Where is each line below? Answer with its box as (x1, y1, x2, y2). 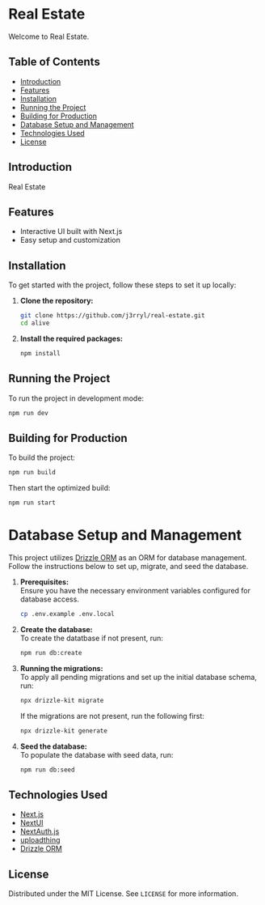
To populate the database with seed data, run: (19, 750, 174, 759)
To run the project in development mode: (8, 393, 144, 403)
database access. (19, 594, 79, 604)
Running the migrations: (19, 663, 103, 673)
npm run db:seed (19, 766, 75, 774)
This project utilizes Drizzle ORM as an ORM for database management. (8, 553, 247, 563)
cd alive (19, 319, 50, 328)
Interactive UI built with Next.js (19, 227, 123, 236)
